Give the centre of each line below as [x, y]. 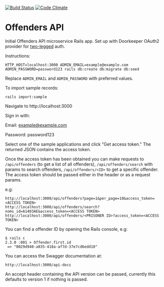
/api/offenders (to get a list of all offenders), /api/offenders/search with [79, 164]
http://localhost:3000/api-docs [38, 265]
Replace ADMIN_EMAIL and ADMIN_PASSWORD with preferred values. [69, 78]
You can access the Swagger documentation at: [54, 255]
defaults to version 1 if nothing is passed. [47, 279]
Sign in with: [18, 115]
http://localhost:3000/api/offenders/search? [52, 207]
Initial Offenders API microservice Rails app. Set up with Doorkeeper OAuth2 [82, 41]
